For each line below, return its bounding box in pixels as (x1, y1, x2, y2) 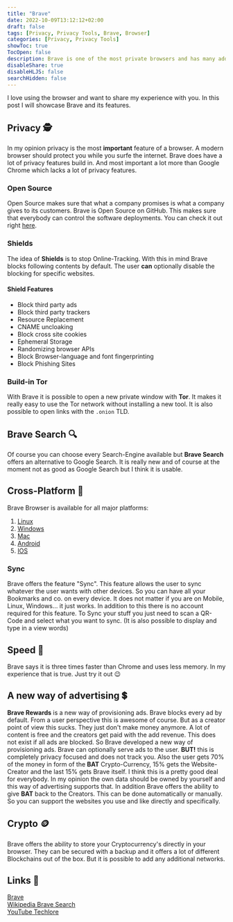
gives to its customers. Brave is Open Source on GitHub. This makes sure (7, 206, 216, 215)
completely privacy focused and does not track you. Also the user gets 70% (7, 753, 225, 761)
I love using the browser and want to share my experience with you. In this (7, 94, 220, 102)
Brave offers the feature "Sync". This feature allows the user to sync (7, 580, 202, 588)
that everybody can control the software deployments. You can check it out (7, 214, 223, 222)
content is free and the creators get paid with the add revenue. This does (7, 730, 216, 739)
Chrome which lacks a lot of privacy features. (7, 166, 137, 174)
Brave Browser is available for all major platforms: (7, 503, 149, 512)
